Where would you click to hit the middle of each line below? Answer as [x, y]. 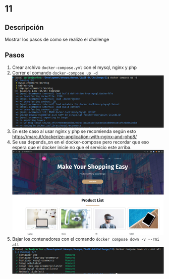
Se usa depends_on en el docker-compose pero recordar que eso [80, 142]
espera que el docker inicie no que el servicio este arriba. [72, 147]
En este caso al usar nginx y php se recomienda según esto [74, 131]
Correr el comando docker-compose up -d [55, 73]
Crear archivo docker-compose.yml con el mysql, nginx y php [74, 67]
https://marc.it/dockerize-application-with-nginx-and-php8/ [74, 136]
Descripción [24, 27]
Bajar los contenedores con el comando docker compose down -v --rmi [86, 239]
